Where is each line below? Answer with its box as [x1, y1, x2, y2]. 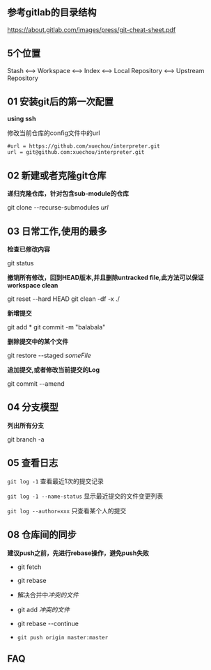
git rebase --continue [17, 619, 79, 628]
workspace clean [7, 281, 58, 290]
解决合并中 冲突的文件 [17, 591, 79, 599]
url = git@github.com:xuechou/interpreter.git [7, 149, 145, 156]
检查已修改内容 [7, 245, 50, 254]
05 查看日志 [7, 457, 58, 469]
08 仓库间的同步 [7, 529, 77, 541]
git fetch [17, 563, 42, 571]
